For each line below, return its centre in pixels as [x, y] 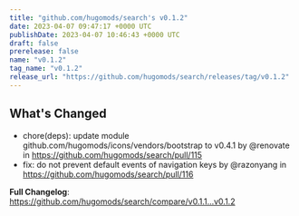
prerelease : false [44, 52]
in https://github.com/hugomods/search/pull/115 [112, 154]
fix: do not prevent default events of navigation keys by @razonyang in [154, 164]
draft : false [34, 43]
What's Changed [58, 114]
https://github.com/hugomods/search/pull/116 [108, 174]
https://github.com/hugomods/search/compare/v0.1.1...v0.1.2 [122, 201]
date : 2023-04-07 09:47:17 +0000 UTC [81, 26]
